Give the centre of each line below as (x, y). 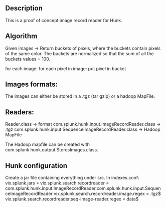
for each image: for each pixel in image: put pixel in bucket (66, 68)
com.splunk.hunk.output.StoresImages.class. (52, 150)
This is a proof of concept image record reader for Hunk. (64, 20)
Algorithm (21, 36)
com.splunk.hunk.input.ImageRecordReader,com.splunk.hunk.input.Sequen (83, 188)
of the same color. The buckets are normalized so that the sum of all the (79, 53)
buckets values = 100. (28, 59)
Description (24, 8)
